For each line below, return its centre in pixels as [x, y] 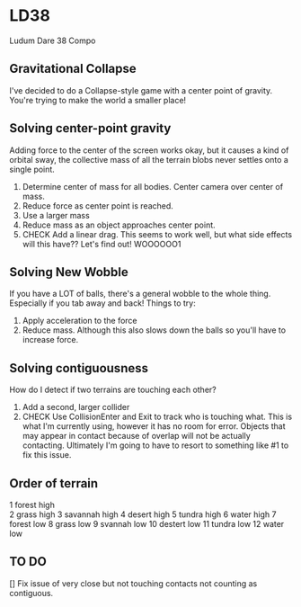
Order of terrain [54, 483]
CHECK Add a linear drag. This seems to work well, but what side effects [157, 234]
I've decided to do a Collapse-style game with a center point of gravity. [141, 90]
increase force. [50, 340]
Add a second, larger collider [76, 407]
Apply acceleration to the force [80, 321]
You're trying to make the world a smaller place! [98, 100]
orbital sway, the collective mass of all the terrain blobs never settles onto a [149, 159]
